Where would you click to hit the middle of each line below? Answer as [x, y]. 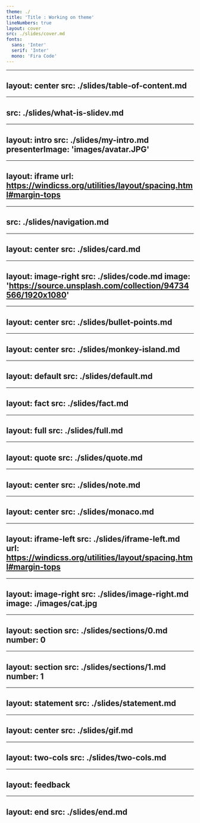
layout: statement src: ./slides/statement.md [91, 704]
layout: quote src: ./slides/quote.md [74, 457]
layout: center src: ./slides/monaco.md [80, 512]
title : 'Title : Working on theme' [50, 17]
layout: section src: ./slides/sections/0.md [87, 630]
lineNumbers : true [29, 23]
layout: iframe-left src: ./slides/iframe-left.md [93, 539]
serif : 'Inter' [30, 51]
